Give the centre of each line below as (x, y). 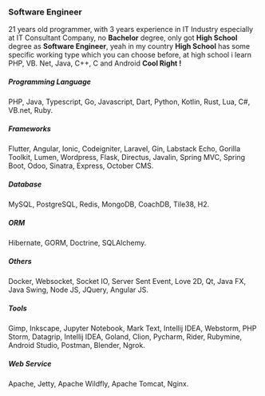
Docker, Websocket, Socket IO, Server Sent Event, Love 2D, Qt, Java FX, (127, 282)
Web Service (30, 363)
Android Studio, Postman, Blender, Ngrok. (77, 346)
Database (25, 184)
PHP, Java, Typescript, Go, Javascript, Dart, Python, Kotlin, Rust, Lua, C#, (129, 102)
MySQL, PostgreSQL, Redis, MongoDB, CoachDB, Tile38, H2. (109, 204)
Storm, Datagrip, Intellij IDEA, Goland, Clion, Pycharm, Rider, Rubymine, (125, 337)
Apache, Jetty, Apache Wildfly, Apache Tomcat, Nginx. (99, 384)
